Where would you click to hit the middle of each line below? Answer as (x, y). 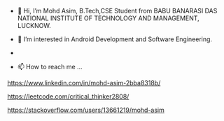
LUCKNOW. (34, 26)
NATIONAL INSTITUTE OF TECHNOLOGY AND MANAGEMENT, (108, 18)
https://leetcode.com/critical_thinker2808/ (68, 97)
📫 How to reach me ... (50, 67)
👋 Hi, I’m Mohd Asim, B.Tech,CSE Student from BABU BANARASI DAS (117, 11)
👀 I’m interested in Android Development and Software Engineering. (114, 39)
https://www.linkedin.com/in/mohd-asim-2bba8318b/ (84, 83)
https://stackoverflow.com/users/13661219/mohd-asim (86, 110)
